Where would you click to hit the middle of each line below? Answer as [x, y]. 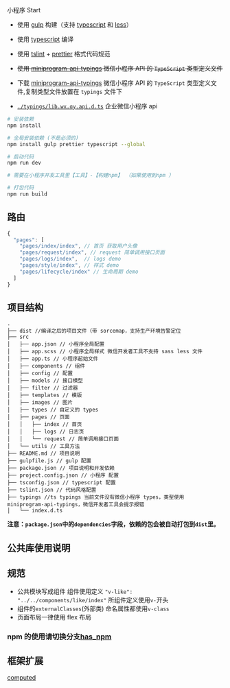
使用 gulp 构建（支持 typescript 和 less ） [74, 25]
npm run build [27, 194]
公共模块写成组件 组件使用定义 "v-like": [75, 591]
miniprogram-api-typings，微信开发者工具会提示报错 [76, 505]
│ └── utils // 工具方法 [44, 447]
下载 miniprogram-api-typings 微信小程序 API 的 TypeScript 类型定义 [114, 83]
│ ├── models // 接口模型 [45, 381]
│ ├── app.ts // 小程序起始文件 [53, 359]
